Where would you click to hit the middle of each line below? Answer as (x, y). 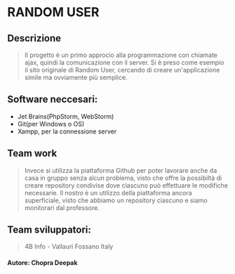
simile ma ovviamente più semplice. (76, 77)
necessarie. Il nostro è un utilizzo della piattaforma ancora (108, 193)
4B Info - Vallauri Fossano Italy (69, 247)
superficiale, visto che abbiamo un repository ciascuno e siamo (116, 200)
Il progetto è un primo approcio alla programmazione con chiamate (121, 55)
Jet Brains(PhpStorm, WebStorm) (66, 116)
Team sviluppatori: (49, 230)
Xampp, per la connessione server (67, 131)
